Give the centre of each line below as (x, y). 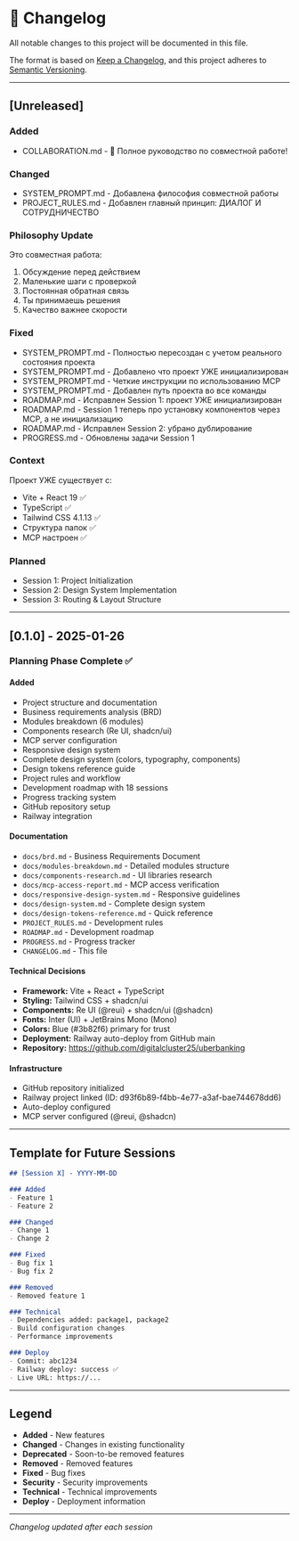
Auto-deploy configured (66, 1107)
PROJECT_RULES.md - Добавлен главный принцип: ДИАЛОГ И (141, 202)
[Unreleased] (47, 106)
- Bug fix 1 (31, 1263)
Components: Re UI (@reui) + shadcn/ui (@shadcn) (117, 1010)
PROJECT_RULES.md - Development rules (93, 922)
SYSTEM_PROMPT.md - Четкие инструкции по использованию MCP (151, 381)
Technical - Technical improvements (89, 1492)
